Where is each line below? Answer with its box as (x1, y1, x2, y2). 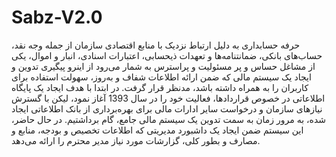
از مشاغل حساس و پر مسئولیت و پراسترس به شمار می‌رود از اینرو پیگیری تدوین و (11, 60, 316, 72)
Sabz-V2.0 (11, 6, 103, 29)
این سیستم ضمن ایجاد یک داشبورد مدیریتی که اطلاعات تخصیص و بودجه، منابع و (11, 124, 304, 136)
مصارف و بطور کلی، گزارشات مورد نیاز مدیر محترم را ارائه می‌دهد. (11, 134, 261, 146)
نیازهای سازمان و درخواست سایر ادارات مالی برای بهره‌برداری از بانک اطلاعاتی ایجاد (11, 102, 323, 115)
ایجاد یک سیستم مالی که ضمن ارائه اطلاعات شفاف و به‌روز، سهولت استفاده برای (11, 71, 312, 83)
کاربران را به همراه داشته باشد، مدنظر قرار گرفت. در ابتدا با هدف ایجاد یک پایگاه (11, 81, 309, 93)
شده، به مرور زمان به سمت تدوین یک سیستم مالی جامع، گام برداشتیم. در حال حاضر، (11, 113, 326, 125)
